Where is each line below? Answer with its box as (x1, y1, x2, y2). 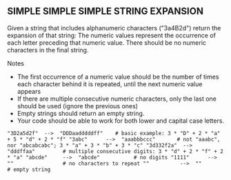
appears (17, 87, 41, 95)
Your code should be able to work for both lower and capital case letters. (17, 117, 225, 125)
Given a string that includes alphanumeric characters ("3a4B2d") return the (7, 23, 221, 32)
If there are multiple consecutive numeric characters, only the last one (17, 94, 217, 103)
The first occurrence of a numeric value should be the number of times (17, 72, 219, 81)
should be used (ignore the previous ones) (17, 101, 138, 110)
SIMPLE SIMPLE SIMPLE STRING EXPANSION (7, 6, 203, 17)
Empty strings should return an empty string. (17, 109, 145, 117)
